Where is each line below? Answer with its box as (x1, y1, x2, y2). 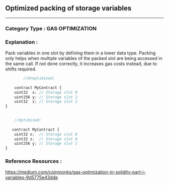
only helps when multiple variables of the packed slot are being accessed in (5, 55, 162, 61)
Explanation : (5, 38, 38, 45)
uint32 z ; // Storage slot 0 (14, 136, 78, 142)
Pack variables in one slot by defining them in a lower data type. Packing (5, 50, 156, 56)
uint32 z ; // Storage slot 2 (14, 99, 78, 104)
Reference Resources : (5, 158, 62, 165)
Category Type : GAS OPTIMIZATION (5, 25, 97, 32)
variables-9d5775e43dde (5, 174, 58, 180)
